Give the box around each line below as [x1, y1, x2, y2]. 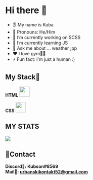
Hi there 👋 [5, 5, 47, 16]
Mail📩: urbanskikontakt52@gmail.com [5, 169, 88, 175]
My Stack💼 [5, 73, 40, 82]
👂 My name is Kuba [12, 21, 54, 27]
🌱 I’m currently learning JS [12, 40, 68, 46]
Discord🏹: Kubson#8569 [5, 163, 59, 169]
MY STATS [5, 122, 39, 131]
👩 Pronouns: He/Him [12, 29, 56, 35]
